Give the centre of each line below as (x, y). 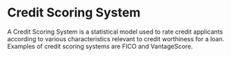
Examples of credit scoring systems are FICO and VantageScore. (100, 46)
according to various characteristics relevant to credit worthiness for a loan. (116, 38)
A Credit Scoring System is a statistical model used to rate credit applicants (115, 32)
